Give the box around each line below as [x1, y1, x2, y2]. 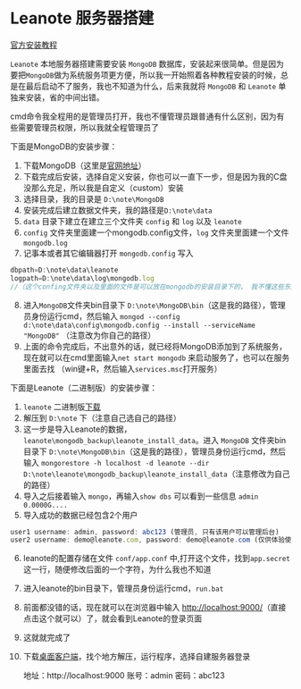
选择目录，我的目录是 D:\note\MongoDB [22, 193, 164, 204]
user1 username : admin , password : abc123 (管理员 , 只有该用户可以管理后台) [10, 527, 280, 536]
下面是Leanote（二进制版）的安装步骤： [10, 382, 158, 393]
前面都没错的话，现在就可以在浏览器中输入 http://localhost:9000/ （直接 [22, 602, 287, 613]
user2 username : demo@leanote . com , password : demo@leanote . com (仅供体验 [10, 535, 285, 545]
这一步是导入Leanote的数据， [22, 424, 132, 434]
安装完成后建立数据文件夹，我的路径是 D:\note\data [22, 205, 213, 215]
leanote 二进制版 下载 [22, 401, 101, 412]
